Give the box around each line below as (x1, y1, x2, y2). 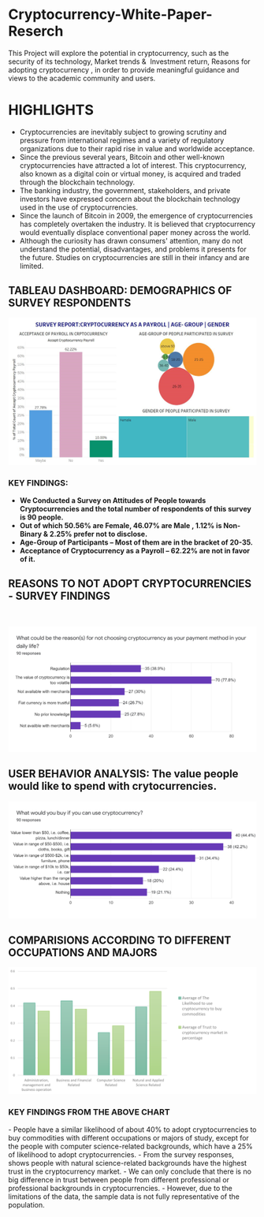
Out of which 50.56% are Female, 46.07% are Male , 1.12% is (19, 520, 222, 530)
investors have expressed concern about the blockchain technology (19, 194, 240, 203)
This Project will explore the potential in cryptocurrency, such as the (8, 48, 229, 58)
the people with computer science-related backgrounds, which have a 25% (8, 1141, 254, 1151)
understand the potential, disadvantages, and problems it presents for (19, 244, 247, 254)
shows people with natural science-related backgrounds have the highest (8, 1158, 247, 1167)
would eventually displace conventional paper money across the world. (19, 227, 251, 237)
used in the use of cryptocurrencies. (19, 203, 138, 212)
